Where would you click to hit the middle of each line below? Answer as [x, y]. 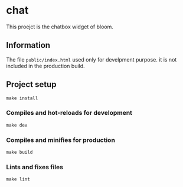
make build [19, 152]
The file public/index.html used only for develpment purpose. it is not [91, 59]
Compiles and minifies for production [61, 140]
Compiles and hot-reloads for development [69, 113]
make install [22, 98]
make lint [18, 179]
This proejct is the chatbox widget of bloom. [60, 27]
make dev [17, 125]
